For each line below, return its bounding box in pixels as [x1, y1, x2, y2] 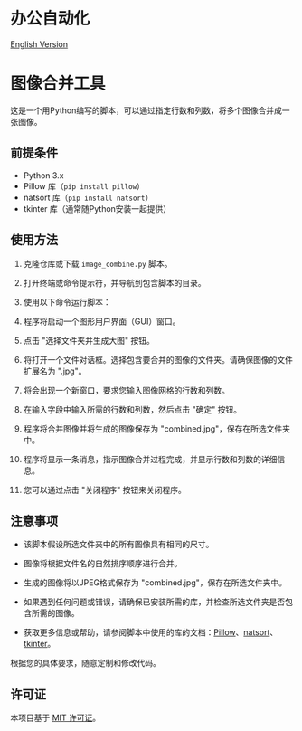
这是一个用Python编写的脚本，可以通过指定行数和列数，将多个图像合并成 [10, 105, 283, 116]
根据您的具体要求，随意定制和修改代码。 [10, 658, 161, 669]
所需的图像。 [31, 608, 80, 619]
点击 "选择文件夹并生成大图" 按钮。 [23, 335, 155, 346]
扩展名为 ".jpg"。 [23, 365, 87, 376]
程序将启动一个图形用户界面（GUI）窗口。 [23, 316, 181, 327]
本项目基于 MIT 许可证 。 [10, 712, 101, 724]
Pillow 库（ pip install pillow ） [23, 180, 146, 191]
